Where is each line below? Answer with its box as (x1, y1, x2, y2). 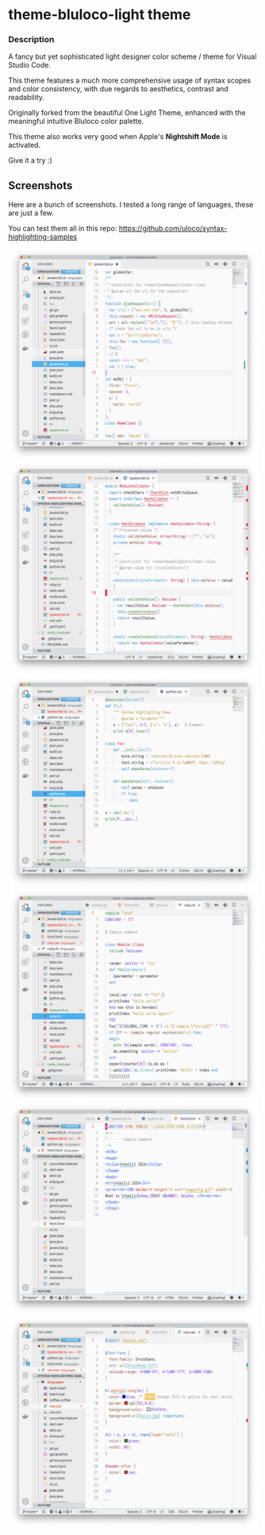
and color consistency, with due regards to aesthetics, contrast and (8, 84, 229, 94)
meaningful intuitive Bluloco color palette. (8, 117, 144, 126)
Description (8, 34, 55, 45)
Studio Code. (8, 60, 52, 70)
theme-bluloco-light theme (8, 6, 191, 24)
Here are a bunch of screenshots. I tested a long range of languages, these (8, 200, 254, 210)
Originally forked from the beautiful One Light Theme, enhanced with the (8, 108, 246, 118)
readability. (8, 93, 45, 102)
